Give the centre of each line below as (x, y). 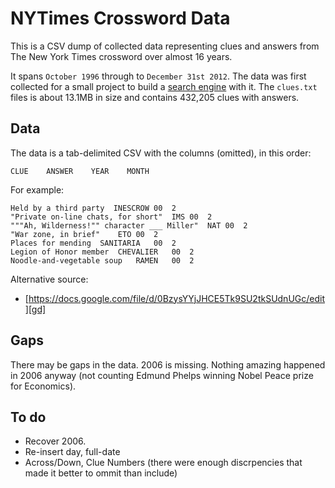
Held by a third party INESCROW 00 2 (93, 208)
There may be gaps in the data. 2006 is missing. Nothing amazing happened (168, 364)
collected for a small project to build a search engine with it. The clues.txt (164, 86)
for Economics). (43, 386)
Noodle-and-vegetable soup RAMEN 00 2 (102, 260)
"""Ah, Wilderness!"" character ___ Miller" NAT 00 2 (129, 225)
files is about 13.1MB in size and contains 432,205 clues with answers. (155, 97)
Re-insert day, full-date (72, 452)
